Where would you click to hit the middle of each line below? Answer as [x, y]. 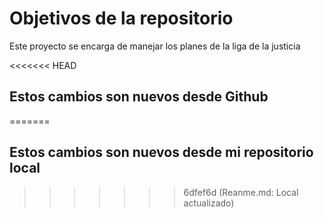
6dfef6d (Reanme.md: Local [241, 192]
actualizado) [209, 203]
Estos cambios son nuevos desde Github [139, 97]
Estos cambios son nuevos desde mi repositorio [161, 152]
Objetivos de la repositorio [121, 18]
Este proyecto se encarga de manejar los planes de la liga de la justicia [155, 46]
